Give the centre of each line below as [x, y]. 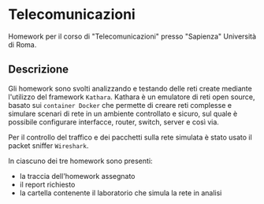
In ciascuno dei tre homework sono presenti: [80, 161]
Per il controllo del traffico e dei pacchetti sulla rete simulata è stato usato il [130, 137]
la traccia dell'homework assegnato [77, 176]
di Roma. [22, 44]
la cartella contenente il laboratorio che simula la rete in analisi [121, 193]
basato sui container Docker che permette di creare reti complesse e [120, 105]
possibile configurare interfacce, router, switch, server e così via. [113, 122]
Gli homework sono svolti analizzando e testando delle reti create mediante [130, 88]
